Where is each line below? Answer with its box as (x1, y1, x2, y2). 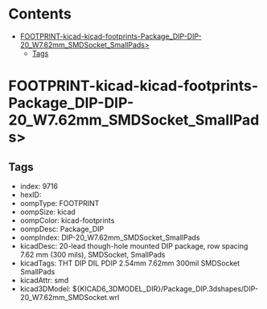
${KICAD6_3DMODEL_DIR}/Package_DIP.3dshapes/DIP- (72, 283, 259, 294)
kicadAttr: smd (19, 275, 69, 285)
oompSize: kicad (19, 207, 76, 216)
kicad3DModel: (19, 283, 71, 294)
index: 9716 (19, 181, 59, 191)
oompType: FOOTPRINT (19, 198, 100, 208)
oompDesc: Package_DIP (19, 224, 105, 233)
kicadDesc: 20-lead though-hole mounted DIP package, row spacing (19, 241, 249, 250)
